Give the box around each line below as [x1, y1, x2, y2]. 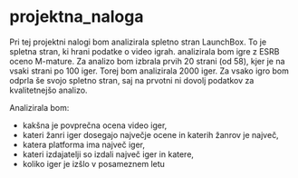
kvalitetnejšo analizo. [9, 84, 88, 95]
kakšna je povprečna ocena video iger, [22, 120, 168, 131]
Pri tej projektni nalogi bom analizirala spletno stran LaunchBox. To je [9, 36, 267, 47]
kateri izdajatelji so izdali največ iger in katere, [22, 148, 195, 160]
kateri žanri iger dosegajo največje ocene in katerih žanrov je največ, [22, 129, 279, 140]
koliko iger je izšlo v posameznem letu [22, 158, 166, 169]
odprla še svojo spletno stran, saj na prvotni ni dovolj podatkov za [9, 74, 255, 85]
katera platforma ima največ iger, [22, 139, 146, 150]
